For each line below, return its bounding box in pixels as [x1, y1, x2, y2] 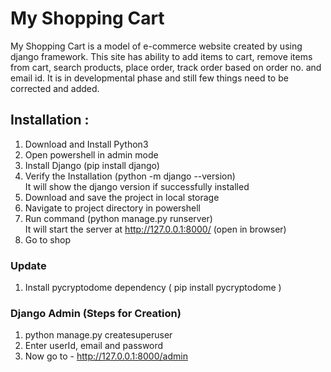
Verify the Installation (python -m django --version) [24, 170, 236, 182]
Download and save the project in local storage [24, 191, 220, 203]
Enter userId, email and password [24, 340, 164, 352]
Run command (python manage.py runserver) [24, 212, 213, 224]
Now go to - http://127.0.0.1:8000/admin [24, 350, 188, 362]
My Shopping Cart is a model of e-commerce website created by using [10, 40, 303, 52]
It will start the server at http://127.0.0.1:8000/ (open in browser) [24, 223, 287, 235]
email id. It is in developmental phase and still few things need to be [10, 72, 289, 84]
